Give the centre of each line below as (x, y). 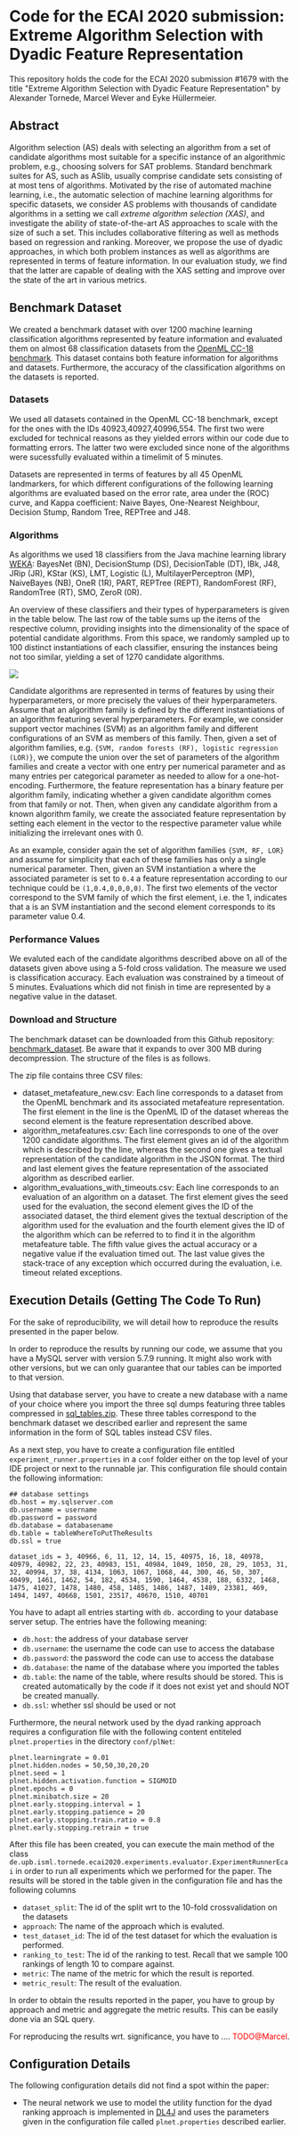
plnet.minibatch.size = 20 (59, 1797)
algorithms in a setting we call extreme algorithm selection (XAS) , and (137, 213)
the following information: (56, 1478)
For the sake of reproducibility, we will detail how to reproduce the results (144, 1322)
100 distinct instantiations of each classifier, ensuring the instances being (144, 648)
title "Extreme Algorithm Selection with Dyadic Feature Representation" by (145, 88)
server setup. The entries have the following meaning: (108, 1621)
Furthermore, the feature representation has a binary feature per (166, 786)
